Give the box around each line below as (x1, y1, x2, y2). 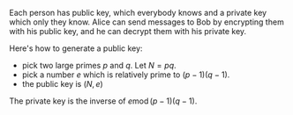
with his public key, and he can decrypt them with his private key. (9, 26, 247, 36)
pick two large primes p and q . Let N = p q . (21, 61, 177, 70)
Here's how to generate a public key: (9, 43, 143, 54)
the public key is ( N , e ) (21, 79, 103, 89)
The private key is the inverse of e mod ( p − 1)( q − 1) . (9, 96, 198, 106)
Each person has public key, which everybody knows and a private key (9, 8, 267, 18)
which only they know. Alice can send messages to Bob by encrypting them (9, 17, 284, 27)
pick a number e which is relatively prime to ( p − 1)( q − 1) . (21, 69, 230, 80)
